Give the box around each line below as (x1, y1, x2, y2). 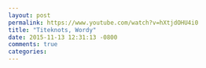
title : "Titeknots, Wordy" (8, 26, 97, 34)
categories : (8, 48, 47, 55)
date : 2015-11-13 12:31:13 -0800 (8, 33, 118, 41)
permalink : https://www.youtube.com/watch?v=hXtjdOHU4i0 (8, 19, 199, 27)
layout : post (8, 11, 51, 20)
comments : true (8, 41, 58, 48)
